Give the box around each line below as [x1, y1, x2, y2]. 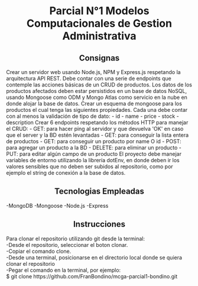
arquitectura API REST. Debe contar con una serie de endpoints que [6, 75, 171, 82]
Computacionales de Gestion [26, 17, 173, 30]
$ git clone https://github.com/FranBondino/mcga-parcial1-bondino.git [6, 272, 178, 279]
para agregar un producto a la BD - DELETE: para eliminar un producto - [6, 144, 182, 151]
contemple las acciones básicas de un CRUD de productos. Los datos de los [6, 81, 192, 88]
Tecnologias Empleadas [54, 187, 145, 197]
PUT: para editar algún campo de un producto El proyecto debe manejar [6, 150, 182, 158]
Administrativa [62, 30, 137, 43]
